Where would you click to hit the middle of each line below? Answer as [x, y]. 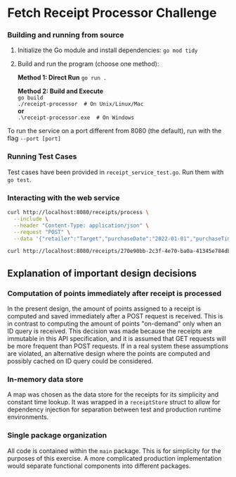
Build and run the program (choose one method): [88, 64]
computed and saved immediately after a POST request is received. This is [115, 316]
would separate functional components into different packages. [99, 466]
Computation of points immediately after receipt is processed [114, 293]
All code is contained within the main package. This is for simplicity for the [114, 451]
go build [30, 98]
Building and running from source [66, 35]
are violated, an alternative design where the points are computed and [109, 354]
